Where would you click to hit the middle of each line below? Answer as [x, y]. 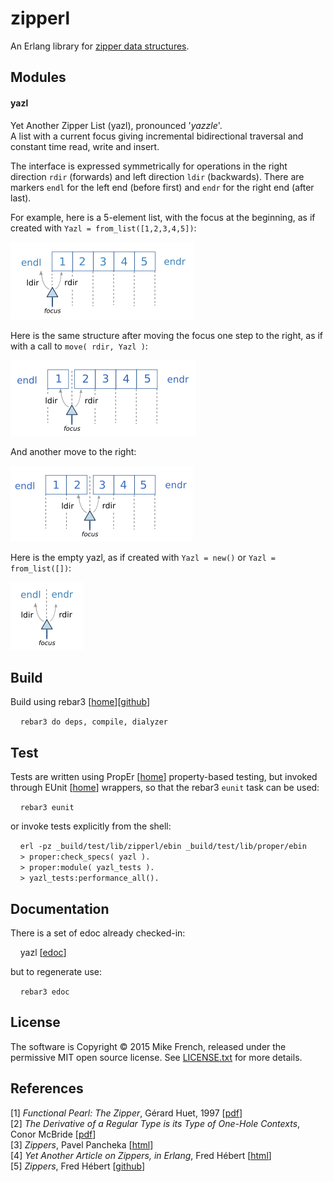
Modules [38, 77]
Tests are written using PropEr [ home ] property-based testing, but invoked [164, 777]
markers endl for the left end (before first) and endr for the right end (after [162, 187]
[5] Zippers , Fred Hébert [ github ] [77, 1166]
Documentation [60, 908]
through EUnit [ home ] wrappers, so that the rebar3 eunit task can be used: [165, 788]
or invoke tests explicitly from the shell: [91, 826]
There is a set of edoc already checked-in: [98, 933]
